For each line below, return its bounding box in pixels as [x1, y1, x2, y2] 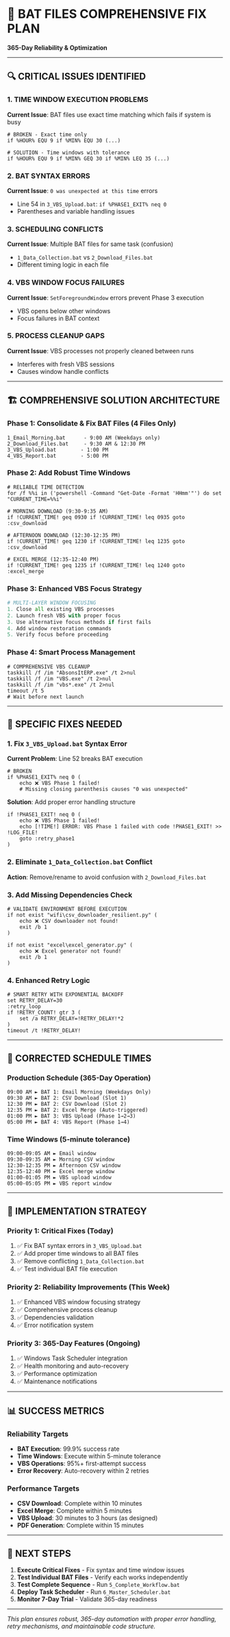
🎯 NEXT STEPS [7, 1548, 71, 1559]
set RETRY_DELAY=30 [7, 997, 63, 1004]
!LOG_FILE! [7, 829, 38, 836]
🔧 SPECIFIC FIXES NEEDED [7, 718, 123, 731]
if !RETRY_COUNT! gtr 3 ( [7, 1010, 81, 1016]
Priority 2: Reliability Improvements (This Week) [7, 1282, 170, 1291]
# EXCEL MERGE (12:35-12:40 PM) [7, 556, 99, 563]
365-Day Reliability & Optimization [7, 43, 107, 52]
